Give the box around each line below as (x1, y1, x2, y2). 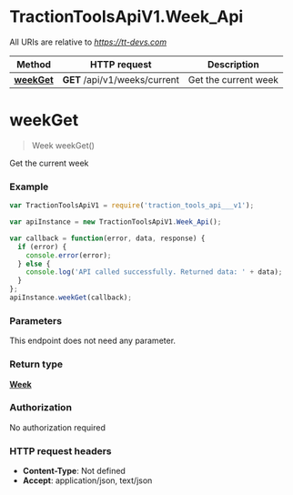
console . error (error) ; (25, 250, 112, 260)
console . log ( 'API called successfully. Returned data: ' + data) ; (25, 268, 283, 277)
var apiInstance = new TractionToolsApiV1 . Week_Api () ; (9, 217, 222, 227)
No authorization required (9, 421, 106, 433)
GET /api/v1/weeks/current (62, 73, 180, 86)
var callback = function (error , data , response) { (9, 234, 206, 243)
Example (9, 180, 49, 193)
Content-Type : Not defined (22, 466, 126, 477)
